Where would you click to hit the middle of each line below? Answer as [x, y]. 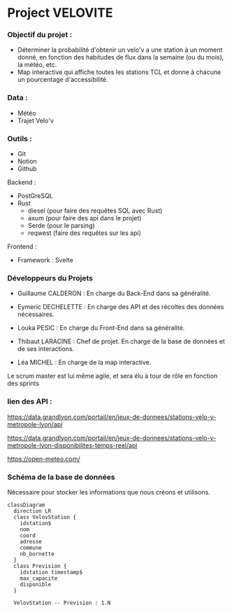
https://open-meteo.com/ [44, 459]
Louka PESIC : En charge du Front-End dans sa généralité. [101, 328]
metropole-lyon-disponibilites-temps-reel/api [72, 445]
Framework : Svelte [45, 260]
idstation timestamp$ [51, 572]
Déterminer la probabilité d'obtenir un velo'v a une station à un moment [120, 50]
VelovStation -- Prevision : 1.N [62, 603]
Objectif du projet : [40, 35]
